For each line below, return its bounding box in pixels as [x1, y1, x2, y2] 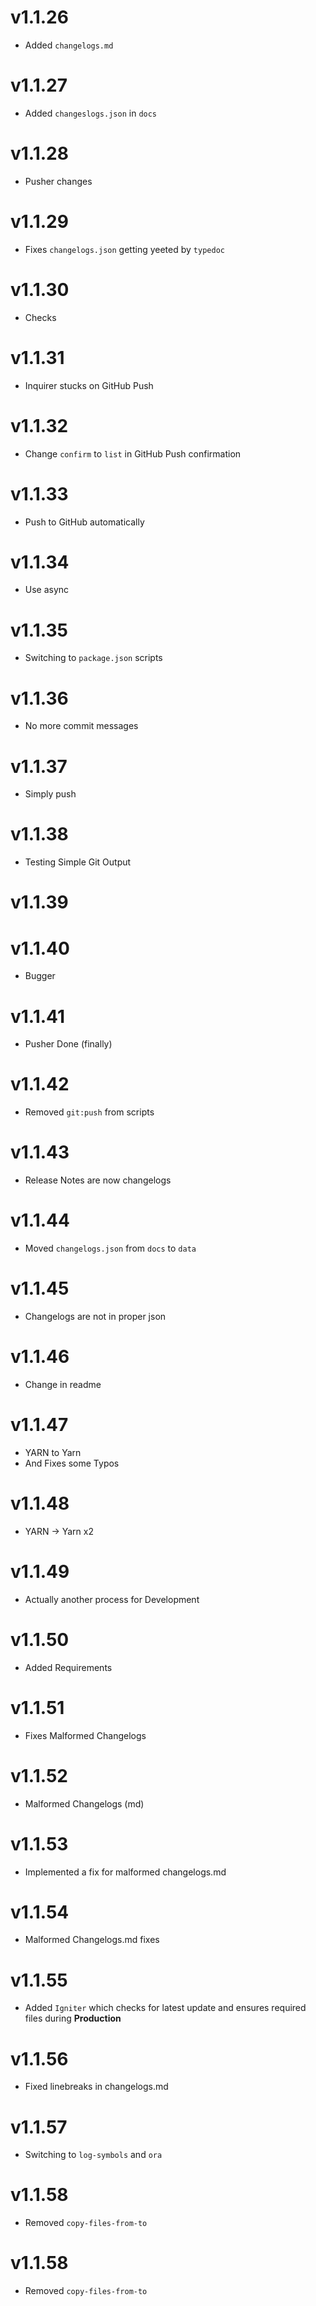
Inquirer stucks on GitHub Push [24, 379, 154, 391]
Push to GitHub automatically [24, 516, 145, 528]
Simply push [24, 788, 77, 800]
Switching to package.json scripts [24, 652, 163, 664]
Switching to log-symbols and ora [24, 2149, 163, 2161]
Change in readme [24, 1378, 102, 1390]
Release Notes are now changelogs [24, 1174, 172, 1186]
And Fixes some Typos [24, 1457, 120, 1469]
